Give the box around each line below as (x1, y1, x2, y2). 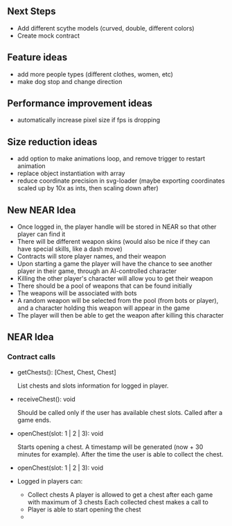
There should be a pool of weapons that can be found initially (17, 281, 193, 290)
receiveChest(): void (17, 395, 76, 403)
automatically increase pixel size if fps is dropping (17, 116, 161, 124)
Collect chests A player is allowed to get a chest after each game (27, 490, 213, 499)
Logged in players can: (17, 477, 83, 485)
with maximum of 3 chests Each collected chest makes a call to (27, 498, 209, 506)
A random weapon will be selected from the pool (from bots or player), (17, 297, 219, 305)
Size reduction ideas (7, 135, 98, 148)
